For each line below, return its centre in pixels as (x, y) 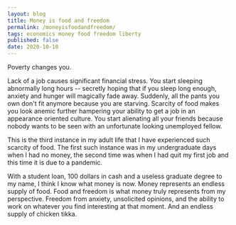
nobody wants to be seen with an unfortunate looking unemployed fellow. (115, 126)
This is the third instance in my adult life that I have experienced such (109, 140)
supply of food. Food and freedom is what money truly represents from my (117, 191)
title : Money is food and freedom (59, 21)
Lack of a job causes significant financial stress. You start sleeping (105, 81)
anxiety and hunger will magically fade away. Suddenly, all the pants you (114, 96)
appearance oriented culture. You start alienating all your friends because (115, 119)
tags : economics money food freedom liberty (74, 34)
